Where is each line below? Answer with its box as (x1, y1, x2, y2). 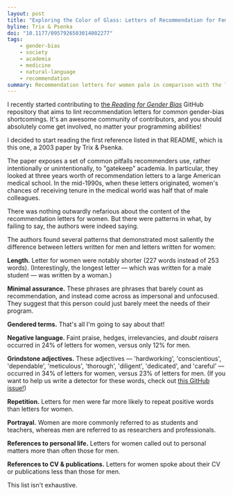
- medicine (19, 62, 51, 69)
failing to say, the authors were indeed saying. (7, 222, 139, 230)
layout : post (7, 10, 45, 17)
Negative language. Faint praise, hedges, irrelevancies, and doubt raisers (7, 334, 218, 342)
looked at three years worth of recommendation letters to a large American (7, 172, 221, 180)
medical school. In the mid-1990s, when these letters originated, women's (7, 179, 218, 188)
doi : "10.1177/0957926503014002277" (7, 29, 113, 37)
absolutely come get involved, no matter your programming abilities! (7, 122, 202, 131)
